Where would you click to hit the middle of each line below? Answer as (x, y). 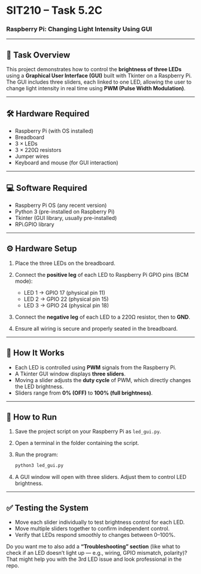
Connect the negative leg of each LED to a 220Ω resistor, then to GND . (102, 317)
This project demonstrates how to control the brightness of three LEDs (94, 69)
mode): (24, 281)
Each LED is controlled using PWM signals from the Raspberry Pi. (95, 367)
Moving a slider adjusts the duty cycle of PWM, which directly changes (103, 380)
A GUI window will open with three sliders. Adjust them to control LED (100, 477)
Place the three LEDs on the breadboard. (65, 263)
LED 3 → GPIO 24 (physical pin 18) (66, 305)
